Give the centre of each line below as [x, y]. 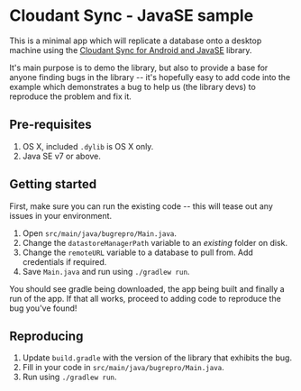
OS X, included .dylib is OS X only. [88, 146]
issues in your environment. [61, 215]
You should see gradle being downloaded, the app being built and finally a [147, 288]
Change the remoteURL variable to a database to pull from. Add [138, 252]
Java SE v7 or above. [62, 156]
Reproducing [46, 336]
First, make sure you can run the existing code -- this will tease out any [141, 206]
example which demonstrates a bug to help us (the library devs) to [133, 86]
